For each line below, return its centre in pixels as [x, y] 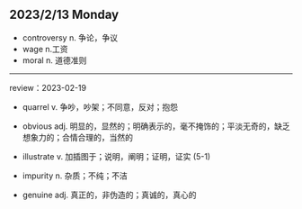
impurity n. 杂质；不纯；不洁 [75, 176]
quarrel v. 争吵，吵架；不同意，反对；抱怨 [100, 106]
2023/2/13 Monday [64, 15]
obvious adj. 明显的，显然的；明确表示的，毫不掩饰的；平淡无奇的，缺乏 [156, 126]
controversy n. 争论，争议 [70, 37]
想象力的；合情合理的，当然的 [77, 137]
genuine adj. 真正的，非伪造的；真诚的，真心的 [109, 195]
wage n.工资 [45, 49]
